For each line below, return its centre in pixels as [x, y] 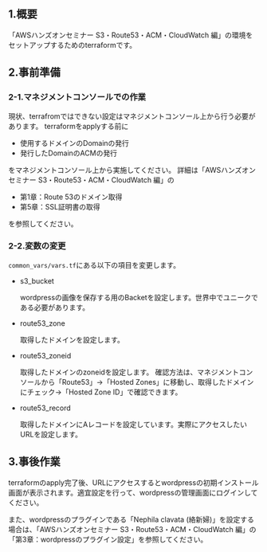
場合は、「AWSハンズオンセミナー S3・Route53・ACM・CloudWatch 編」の [132, 529]
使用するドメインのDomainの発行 [75, 143]
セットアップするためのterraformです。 [73, 45]
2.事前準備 [35, 73]
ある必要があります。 [55, 307]
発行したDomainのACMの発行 [69, 153]
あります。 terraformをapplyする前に [69, 126]
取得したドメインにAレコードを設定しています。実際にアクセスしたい [133, 424]
